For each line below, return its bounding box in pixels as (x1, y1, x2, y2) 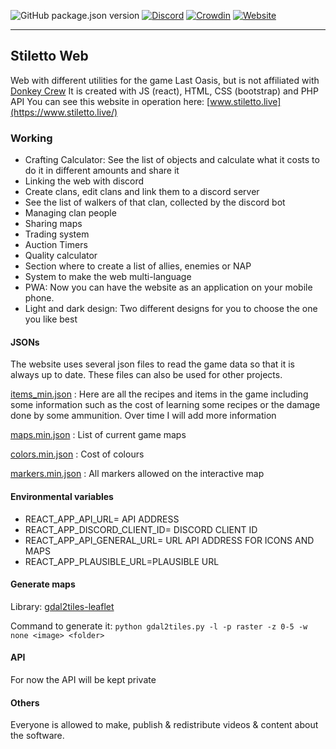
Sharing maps (24, 218, 83, 230)
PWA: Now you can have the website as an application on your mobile (24, 281, 313, 294)
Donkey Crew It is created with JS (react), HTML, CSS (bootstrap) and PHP (10, 85, 319, 97)
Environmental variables (10, 490, 114, 502)
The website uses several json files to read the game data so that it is (10, 358, 295, 370)
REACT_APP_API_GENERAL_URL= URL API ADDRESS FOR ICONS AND (24, 534, 315, 546)
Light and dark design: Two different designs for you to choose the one (24, 303, 318, 315)
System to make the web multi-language (24, 271, 192, 283)
